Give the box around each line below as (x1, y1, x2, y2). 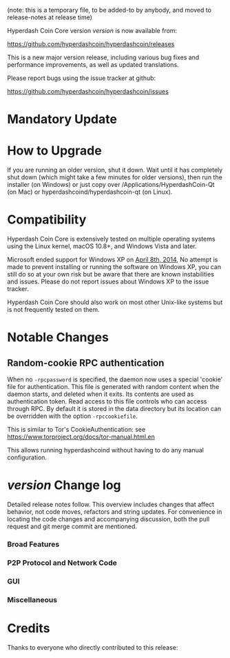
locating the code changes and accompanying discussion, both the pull (7, 515, 210, 523)
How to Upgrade (7, 143, 102, 159)
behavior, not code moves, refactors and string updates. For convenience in (7, 508, 222, 516)
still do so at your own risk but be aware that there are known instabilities (7, 270, 215, 279)
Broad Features (7, 539, 60, 549)
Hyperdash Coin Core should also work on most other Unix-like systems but (7, 298, 223, 306)
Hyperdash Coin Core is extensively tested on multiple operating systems (7, 235, 216, 243)
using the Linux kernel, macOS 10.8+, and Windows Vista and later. (7, 242, 198, 250)
